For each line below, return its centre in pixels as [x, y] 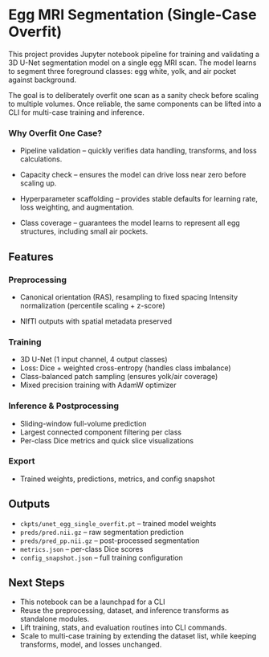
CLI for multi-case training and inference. [76, 112]
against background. [42, 80]
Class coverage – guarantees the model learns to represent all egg [130, 223]
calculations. [41, 159]
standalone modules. [55, 619]
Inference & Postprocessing [63, 406]
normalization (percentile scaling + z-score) [93, 305]
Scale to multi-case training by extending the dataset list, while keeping [138, 636]
